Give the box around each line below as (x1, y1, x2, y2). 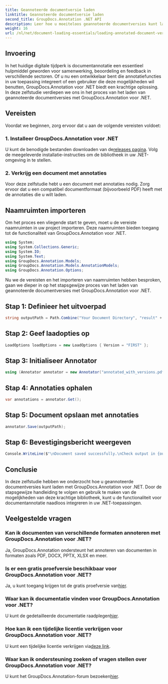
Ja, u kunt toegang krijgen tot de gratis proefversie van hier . (5, 583, 127, 589)
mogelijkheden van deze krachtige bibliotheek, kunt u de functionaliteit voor (5, 495, 161, 501)
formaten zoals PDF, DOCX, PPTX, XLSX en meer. (5, 553, 108, 559)
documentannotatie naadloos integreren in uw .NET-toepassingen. (5, 500, 142, 506)
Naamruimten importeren (5, 206, 86, 215)
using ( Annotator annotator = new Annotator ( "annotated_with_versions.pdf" (5, 370, 166, 375)
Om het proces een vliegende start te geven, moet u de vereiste (5, 219, 136, 226)
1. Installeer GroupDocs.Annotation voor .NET (5, 135, 118, 142)
